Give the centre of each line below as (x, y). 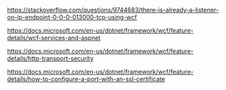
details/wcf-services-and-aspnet (54, 38)
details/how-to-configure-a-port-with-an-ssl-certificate (86, 79)
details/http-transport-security (50, 58)
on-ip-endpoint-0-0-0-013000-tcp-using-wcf (72, 17)
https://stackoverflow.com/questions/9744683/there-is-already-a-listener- (113, 10)
